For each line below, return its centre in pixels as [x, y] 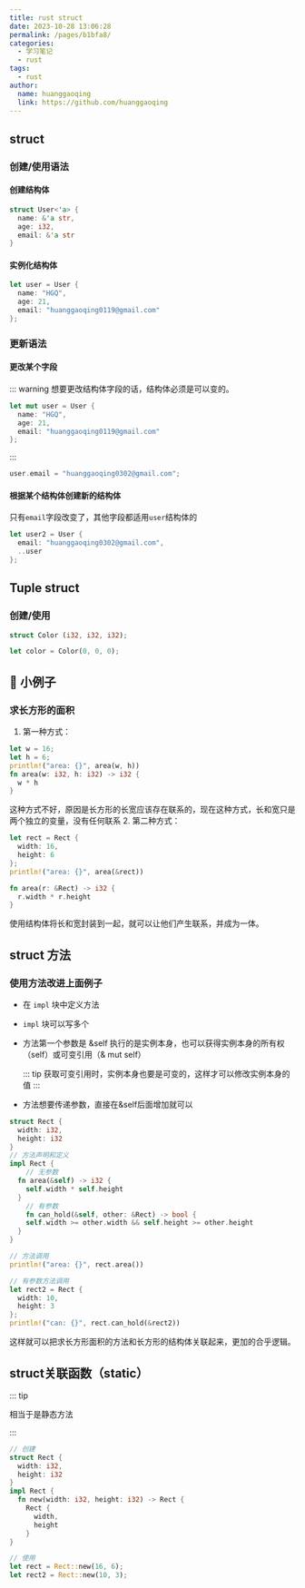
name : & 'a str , [46, 218]
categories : [32, 43]
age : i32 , [36, 227]
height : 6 [36, 855]
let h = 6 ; [30, 757]
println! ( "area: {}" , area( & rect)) [77, 872]
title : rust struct [46, 18]
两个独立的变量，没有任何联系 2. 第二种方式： [95, 821]
